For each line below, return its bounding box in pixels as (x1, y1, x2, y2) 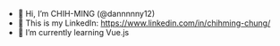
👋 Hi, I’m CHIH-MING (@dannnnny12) (17, 9, 155, 19)
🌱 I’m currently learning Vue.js (17, 27, 130, 37)
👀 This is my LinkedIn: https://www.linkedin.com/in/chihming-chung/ (17, 18, 271, 28)
